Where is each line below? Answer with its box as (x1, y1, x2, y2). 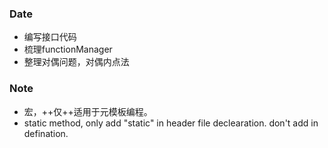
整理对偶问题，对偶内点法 (23, 56, 130, 68)
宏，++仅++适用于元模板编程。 (23, 105, 153, 117)
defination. (23, 127, 69, 139)
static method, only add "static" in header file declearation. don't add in (23, 117, 319, 129)
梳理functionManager (23, 43, 113, 56)
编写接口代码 (23, 31, 77, 43)
